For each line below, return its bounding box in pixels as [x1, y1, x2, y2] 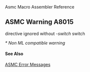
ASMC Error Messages [5, 62, 51, 68]
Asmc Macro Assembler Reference [5, 4, 75, 10]
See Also [5, 51, 23, 57]
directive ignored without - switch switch [5, 31, 86, 36]
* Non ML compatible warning [5, 40, 65, 46]
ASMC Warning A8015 [5, 18, 74, 26]
